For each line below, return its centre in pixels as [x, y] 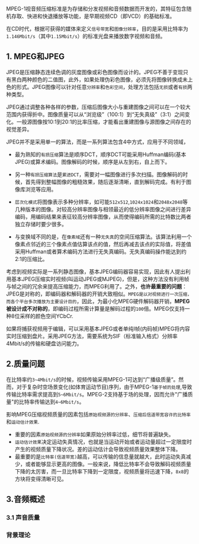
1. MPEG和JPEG [36, 57]
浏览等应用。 [41, 189]
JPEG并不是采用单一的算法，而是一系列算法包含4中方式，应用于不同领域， [97, 142]
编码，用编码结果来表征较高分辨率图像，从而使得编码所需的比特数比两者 [103, 217]
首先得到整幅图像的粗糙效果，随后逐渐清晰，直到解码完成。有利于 [106, 182]
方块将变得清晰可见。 [41, 479]
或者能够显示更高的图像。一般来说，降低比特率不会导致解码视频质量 [108, 464]
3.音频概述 [26, 499]
